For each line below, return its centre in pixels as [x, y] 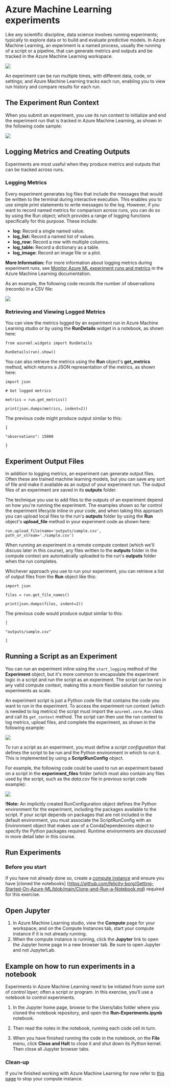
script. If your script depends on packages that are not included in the [79, 815]
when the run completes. [31, 561]
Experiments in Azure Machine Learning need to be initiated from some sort [85, 987]
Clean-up [17, 1062]
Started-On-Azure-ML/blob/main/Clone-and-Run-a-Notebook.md [75, 889]
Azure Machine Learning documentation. [48, 273]
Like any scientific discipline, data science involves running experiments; [82, 34]
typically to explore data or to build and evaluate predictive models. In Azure [86, 40]
